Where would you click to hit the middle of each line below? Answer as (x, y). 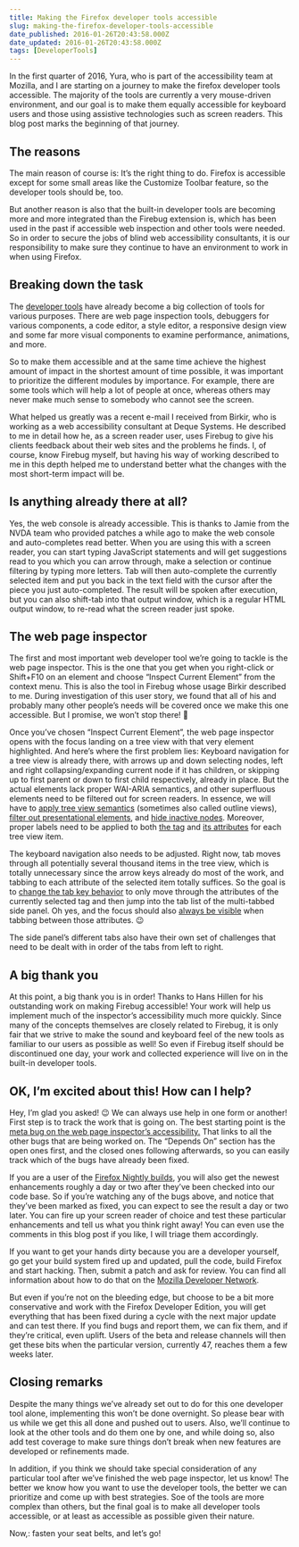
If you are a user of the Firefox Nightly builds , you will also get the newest (144, 1177)
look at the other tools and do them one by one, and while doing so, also (142, 1432)
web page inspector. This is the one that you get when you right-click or (142, 668)
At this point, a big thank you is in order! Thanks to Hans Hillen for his (136, 997)
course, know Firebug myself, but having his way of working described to (144, 454)
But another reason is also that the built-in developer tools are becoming (142, 209)
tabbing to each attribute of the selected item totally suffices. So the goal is (147, 882)
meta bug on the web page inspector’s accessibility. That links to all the (141, 1131)
